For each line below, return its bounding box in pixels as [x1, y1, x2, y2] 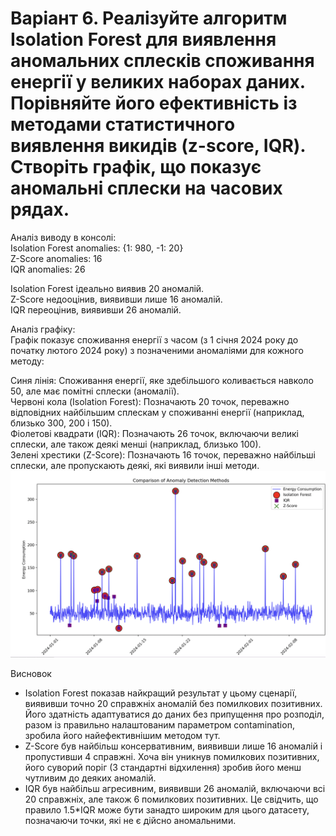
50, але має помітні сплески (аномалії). [10, 385, 180, 397]
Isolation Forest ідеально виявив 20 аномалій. [10, 282, 205, 294]
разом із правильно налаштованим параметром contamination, [24, 719, 295, 731]
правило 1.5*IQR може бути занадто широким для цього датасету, [24, 804, 310, 816]
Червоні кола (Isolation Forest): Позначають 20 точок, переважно [10, 395, 290, 407]
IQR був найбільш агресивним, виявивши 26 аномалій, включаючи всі [24, 783, 326, 795]
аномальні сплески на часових [10, 177, 283, 200]
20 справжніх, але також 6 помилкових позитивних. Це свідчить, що [24, 793, 319, 806]
